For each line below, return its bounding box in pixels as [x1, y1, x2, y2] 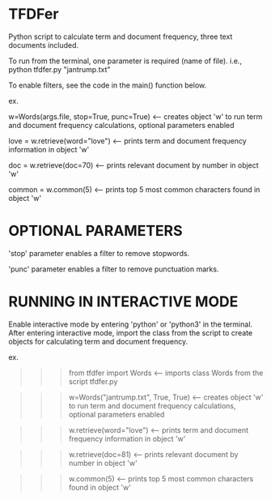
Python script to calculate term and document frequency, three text [8, 32, 233, 41]
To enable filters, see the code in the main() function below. [8, 80, 207, 90]
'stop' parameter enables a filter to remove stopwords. [8, 248, 190, 258]
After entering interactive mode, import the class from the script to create [8, 327, 253, 337]
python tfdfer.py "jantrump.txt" [8, 64, 111, 74]
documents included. [8, 40, 79, 49]
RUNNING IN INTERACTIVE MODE [8, 293, 239, 311]
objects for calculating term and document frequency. [8, 336, 188, 346]
